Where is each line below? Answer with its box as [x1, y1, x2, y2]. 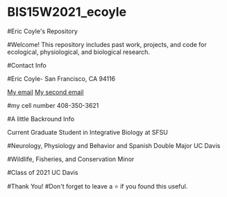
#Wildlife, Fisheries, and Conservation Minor [7, 155, 135, 163]
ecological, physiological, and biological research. [7, 48, 151, 56]
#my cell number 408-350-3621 [7, 101, 99, 109]
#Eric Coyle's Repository [7, 27, 78, 35]
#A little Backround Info [7, 115, 75, 123]
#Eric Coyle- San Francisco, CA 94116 [7, 74, 116, 83]
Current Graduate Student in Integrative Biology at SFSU [7, 128, 168, 136]
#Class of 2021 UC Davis [7, 168, 78, 176]
